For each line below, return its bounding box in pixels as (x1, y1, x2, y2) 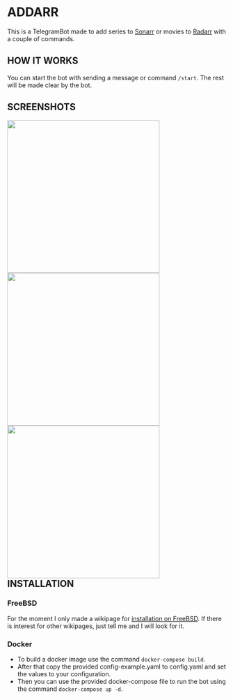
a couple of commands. (7, 34, 75, 43)
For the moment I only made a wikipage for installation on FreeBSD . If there (7, 614, 223, 623)
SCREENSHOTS (7, 101, 77, 113)
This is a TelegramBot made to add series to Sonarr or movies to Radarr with (7, 27, 226, 36)
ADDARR (7, 4, 59, 20)
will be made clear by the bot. (7, 81, 93, 89)
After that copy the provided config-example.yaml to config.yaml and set (17, 662, 226, 671)
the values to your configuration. (17, 670, 111, 678)
